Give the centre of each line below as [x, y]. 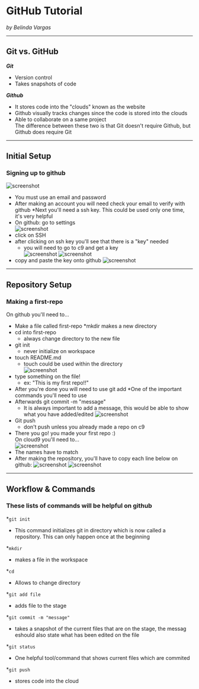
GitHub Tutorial [44, 11]
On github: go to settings [45, 223]
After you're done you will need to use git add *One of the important [98, 389]
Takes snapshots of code [46, 84]
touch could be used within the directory [73, 364]
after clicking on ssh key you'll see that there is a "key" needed [92, 242]
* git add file [23, 594]
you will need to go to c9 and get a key [71, 248]
